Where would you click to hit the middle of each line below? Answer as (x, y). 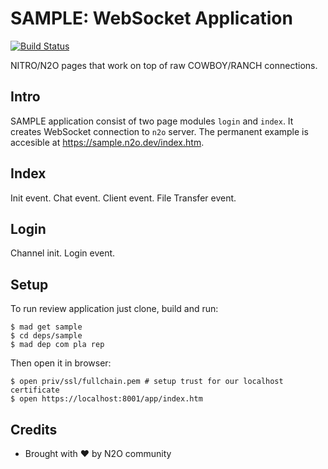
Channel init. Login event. (63, 253)
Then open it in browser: (61, 363)
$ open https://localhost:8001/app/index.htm (106, 399)
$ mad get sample (46, 327)
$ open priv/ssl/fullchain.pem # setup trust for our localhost (147, 382)
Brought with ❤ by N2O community (98, 453)
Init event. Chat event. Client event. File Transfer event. (123, 198)
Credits (34, 429)
